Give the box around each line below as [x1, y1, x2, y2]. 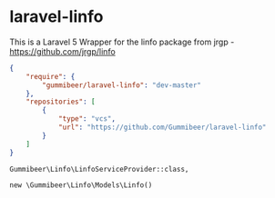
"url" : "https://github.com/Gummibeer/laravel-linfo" [57, 123, 267, 133]
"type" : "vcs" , [57, 114, 117, 124]
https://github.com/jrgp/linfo [9, 45, 116, 56]
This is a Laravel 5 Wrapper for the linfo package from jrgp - [9, 36, 235, 47]
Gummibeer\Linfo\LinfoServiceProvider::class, [9, 164, 189, 173]
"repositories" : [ [25, 97, 96, 106]
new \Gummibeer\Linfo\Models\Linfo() [9, 180, 153, 190]
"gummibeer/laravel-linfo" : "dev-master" [42, 80, 202, 90]
